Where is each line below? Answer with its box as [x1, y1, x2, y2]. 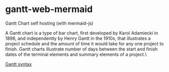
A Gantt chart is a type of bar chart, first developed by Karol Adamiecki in [5, 30, 158, 36]
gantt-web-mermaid [5, 4, 93, 15]
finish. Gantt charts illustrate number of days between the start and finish [5, 46, 158, 52]
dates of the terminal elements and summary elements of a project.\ [5, 51, 147, 57]
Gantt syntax [5, 61, 32, 67]
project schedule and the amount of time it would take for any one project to [5, 40, 164, 46]
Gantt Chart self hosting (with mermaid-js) [5, 20, 94, 26]
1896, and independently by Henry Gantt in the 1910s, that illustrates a [5, 35, 151, 41]
